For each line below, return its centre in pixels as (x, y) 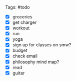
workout (21, 28)
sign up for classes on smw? (42, 45)
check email (25, 56)
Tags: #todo (17, 7)
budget (20, 50)
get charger (24, 22)
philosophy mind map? (36, 62)
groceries (22, 17)
